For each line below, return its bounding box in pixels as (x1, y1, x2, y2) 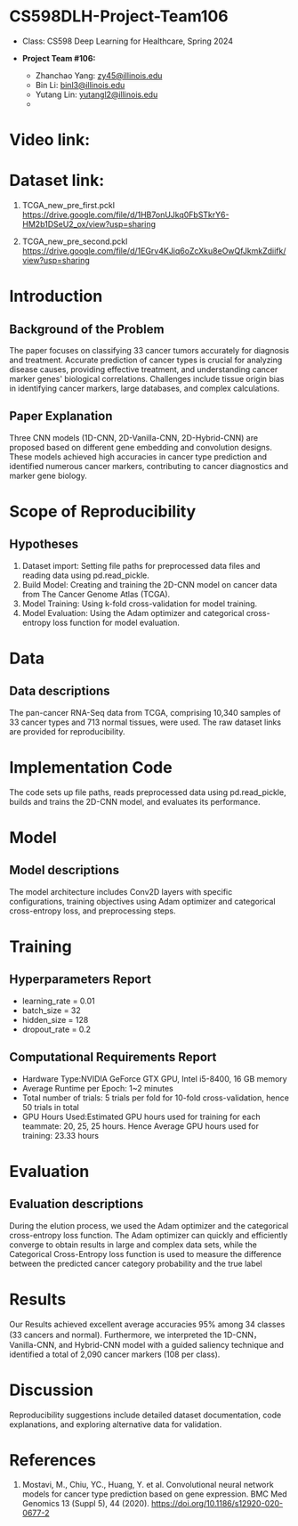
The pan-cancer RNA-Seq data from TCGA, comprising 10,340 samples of (9, 707, 281, 718)
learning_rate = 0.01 (21, 995, 95, 1006)
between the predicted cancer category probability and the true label (9, 1258, 262, 1269)
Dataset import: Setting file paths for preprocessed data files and (21, 560, 261, 571)
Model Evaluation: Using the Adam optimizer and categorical (21, 607, 245, 618)
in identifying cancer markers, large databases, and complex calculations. (9, 383, 280, 394)
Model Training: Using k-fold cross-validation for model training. (21, 598, 258, 609)
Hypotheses (9, 537, 79, 552)
